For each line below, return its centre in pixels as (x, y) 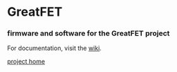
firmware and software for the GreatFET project (88, 34)
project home (26, 62)
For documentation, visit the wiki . (54, 48)
